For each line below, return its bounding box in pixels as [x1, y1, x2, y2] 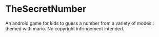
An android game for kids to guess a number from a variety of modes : [5, 20, 154, 26]
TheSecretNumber [5, 3, 87, 15]
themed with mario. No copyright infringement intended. [5, 25, 125, 31]
